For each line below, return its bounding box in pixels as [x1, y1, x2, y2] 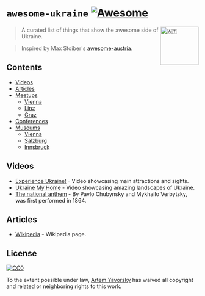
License [6, 248, 37, 259]
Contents [6, 62, 43, 73]
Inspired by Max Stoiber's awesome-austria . [21, 45, 133, 52]
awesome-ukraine [6, 8, 88, 20]
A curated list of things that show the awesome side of [21, 26, 159, 34]
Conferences [15, 117, 48, 125]
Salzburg [24, 137, 48, 144]
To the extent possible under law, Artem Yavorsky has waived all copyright [6, 276, 193, 284]
